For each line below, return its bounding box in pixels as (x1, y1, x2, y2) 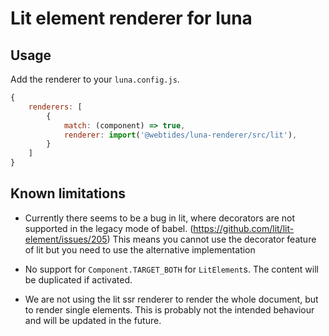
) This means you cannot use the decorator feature (106, 233, 317, 245)
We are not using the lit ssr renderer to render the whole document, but (24, 293, 319, 305)
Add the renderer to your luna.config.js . (10, 73, 180, 85)
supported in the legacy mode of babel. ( (24, 222, 194, 234)
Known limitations (10, 185, 126, 202)
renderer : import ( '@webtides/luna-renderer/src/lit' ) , (63, 130, 298, 140)
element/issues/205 (24, 233, 108, 245)
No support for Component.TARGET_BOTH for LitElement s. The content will (24, 263, 319, 275)
